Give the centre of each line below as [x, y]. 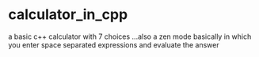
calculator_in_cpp [68, 15]
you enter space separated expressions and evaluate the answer [114, 44]
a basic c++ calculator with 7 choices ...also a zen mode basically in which [130, 36]
